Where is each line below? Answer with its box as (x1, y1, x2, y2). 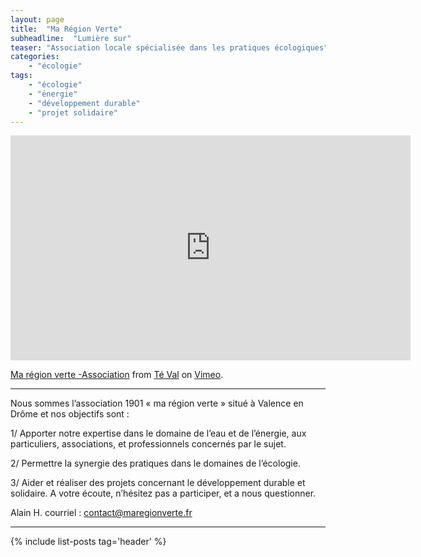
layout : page (10, 14, 65, 25)
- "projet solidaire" (28, 107, 118, 118)
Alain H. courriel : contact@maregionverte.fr (10, 507, 193, 519)
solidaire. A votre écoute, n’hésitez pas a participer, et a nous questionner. (10, 487, 317, 500)
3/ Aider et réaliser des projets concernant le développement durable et (10, 477, 306, 489)
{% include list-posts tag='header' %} (10, 536, 167, 548)
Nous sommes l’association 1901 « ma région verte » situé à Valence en (10, 397, 304, 410)
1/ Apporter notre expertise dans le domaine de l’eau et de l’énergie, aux (10, 427, 307, 440)
